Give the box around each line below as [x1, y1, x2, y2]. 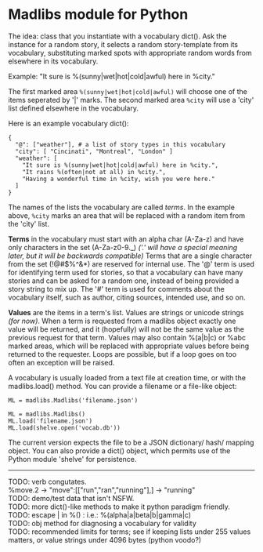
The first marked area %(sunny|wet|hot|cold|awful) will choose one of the [8, 86, 248, 96]
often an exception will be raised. [8, 358, 115, 367]
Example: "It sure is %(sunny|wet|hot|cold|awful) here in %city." [8, 71, 215, 81]
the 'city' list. [8, 219, 49, 228]
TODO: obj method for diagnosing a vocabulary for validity [8, 518, 197, 528]
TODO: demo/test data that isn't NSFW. [8, 493, 135, 503]
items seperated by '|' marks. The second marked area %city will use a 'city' [8, 95, 254, 104]
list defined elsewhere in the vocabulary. [8, 103, 139, 113]
